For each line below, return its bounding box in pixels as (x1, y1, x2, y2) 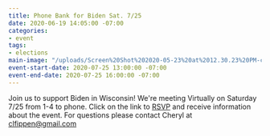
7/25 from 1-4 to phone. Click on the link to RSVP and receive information (8, 102, 252, 111)
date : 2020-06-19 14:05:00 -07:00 (8, 19, 125, 27)
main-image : (8, 57, 48, 65)
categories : (8, 26, 48, 34)
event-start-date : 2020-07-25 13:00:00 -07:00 (8, 64, 167, 72)
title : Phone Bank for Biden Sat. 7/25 (8, 11, 142, 20)
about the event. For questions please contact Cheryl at (8, 110, 193, 120)
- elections (8, 49, 48, 57)
